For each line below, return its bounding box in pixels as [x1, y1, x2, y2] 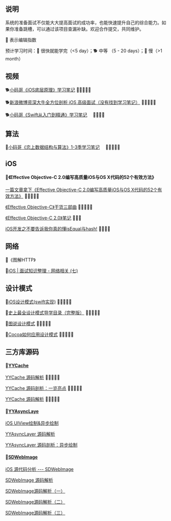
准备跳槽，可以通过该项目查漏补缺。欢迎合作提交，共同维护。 [14, 26, 144, 32]
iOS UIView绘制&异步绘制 [5, 420, 59, 426]
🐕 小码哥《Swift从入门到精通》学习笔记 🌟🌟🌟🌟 [5, 112, 105, 118]
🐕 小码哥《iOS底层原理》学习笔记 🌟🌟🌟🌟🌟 [5, 87, 91, 93]
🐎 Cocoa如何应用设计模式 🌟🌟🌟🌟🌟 [5, 331, 74, 337]
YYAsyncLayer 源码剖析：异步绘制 [5, 442, 78, 448]
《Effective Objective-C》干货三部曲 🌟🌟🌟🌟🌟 [5, 204, 93, 210]
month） [5, 55, 23, 61]
